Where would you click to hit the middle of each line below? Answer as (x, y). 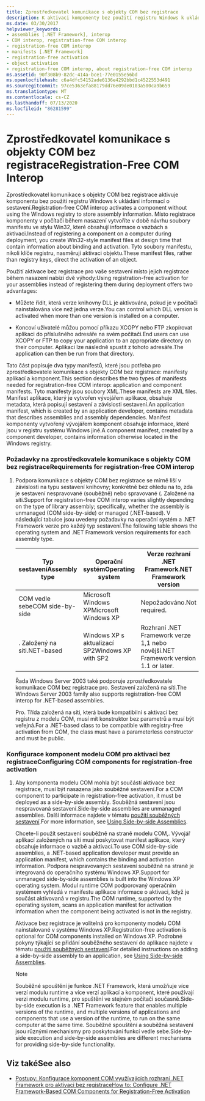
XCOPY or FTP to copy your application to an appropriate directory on (103, 341)
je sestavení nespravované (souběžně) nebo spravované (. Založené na (105, 493)
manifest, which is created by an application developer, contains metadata (100, 411)
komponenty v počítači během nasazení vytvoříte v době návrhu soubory (99, 221)
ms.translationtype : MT (37, 92)
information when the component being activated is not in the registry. (103, 911)
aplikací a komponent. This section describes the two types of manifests (97, 378)
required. (153, 610)
